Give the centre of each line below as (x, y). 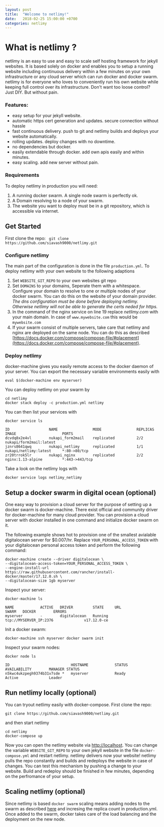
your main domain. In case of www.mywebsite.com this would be (75, 317)
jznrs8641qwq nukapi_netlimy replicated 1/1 (74, 447)
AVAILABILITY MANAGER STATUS (42, 669)
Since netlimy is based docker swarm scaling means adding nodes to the (78, 803)
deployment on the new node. (35, 819)
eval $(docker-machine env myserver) (44, 381)
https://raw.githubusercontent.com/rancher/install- (60, 572)
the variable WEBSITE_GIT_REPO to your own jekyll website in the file (72, 750)
